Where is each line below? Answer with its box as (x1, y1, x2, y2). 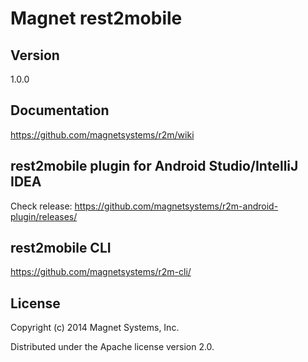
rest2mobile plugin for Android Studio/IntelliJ (10, 158, 299, 175)
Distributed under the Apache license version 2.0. (10, 341, 215, 353)
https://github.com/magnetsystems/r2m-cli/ (10, 266, 192, 278)
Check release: (10, 200, 73, 212)
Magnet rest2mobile (10, 7, 183, 30)
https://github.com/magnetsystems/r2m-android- (74, 200, 279, 212)
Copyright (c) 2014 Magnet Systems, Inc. (10, 322, 180, 334)
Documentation (10, 102, 110, 119)
